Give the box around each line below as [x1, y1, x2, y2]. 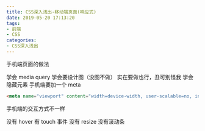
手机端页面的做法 [6, 60, 49, 68]
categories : [6, 37, 37, 43]
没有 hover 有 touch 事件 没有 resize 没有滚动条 [6, 118, 125, 125]
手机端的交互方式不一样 [6, 105, 65, 112]
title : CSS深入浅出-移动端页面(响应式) [6, 9, 96, 15]
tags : [6, 20, 20, 26]
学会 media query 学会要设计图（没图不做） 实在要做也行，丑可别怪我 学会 [6, 73, 194, 80]
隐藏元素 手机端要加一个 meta [6, 80, 81, 88]
